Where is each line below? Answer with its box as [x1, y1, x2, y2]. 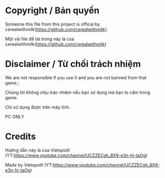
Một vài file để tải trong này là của [5, 36, 74, 42]
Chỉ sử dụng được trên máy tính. [5, 104, 71, 110]
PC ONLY [5, 114, 25, 119]
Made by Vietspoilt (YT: [5, 162, 53, 168]
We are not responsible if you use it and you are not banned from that [5, 74, 147, 81]
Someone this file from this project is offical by [5, 21, 100, 27]
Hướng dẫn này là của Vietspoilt [5, 147, 70, 153]
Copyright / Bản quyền [5, 5, 100, 16]
